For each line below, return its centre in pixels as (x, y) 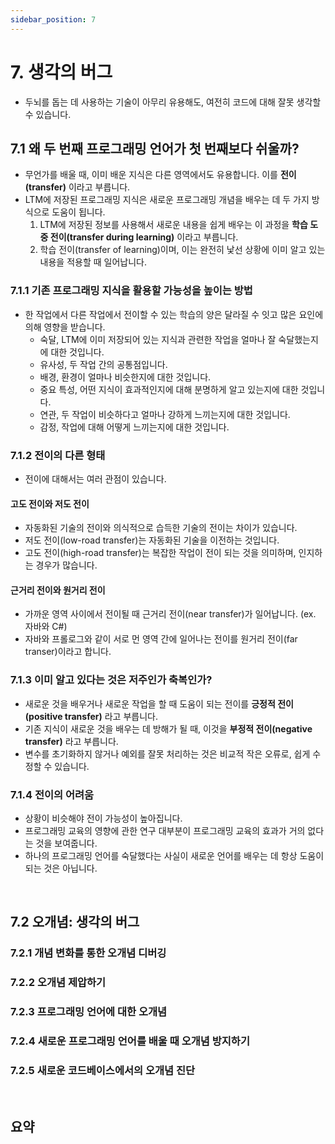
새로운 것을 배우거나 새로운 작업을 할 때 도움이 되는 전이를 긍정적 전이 (159, 703)
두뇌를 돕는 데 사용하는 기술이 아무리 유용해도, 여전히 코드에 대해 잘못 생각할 (173, 102)
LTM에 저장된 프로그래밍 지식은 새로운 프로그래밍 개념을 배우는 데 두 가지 (167, 200)
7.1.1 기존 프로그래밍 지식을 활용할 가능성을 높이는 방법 (131, 291)
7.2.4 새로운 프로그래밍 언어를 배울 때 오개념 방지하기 (130, 1041)
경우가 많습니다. (66, 565)
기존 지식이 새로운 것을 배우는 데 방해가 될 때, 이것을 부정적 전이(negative (168, 728)
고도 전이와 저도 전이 (50, 503)
